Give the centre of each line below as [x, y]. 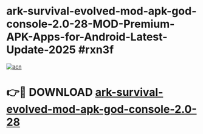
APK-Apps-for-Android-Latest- [87, 37]
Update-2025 [41, 50]
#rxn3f [96, 50]
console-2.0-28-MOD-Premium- [91, 24]
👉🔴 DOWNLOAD [50, 92]
